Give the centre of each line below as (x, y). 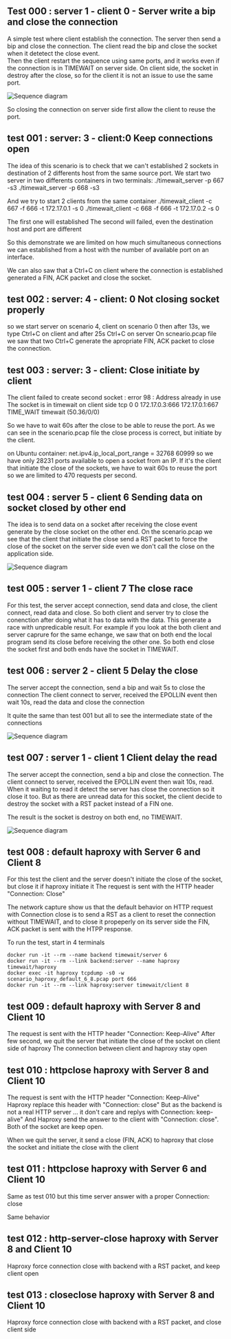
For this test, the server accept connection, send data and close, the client (112, 605)
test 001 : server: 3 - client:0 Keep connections (110, 138)
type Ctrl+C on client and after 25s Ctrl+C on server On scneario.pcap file (112, 334)
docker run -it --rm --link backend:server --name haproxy (93, 961)
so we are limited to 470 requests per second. (72, 475)
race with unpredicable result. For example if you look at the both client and (114, 627)
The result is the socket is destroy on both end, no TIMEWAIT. (95, 817)
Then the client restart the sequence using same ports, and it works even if (113, 61)
